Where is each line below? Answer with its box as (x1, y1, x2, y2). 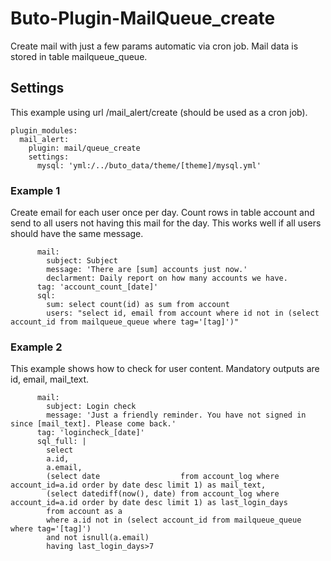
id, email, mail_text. (10, 373, 90, 386)
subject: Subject (46, 256, 118, 266)
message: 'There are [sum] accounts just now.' (46, 265, 248, 275)
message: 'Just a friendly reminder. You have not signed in (46, 410, 307, 421)
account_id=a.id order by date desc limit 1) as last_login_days (10, 498, 288, 508)
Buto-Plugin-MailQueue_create (10, 7, 276, 30)
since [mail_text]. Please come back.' (10, 419, 177, 429)
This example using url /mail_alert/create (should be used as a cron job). (10, 106, 308, 118)
